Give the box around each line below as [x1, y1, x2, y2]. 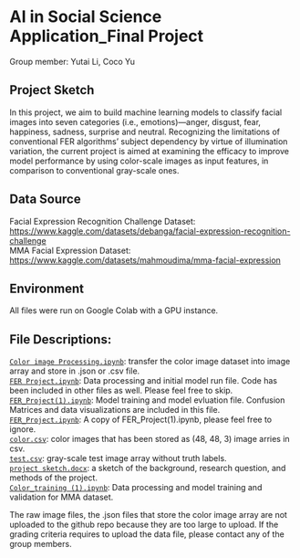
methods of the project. [9, 472, 98, 483]
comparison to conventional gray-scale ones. [9, 164, 180, 175]
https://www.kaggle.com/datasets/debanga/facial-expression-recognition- [9, 226, 291, 237]
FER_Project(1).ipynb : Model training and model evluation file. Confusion [9, 395, 285, 405]
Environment [9, 280, 85, 296]
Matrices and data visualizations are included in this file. [9, 405, 221, 416]
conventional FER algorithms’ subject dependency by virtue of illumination [9, 135, 288, 147]
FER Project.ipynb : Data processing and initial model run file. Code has [9, 375, 278, 386]
